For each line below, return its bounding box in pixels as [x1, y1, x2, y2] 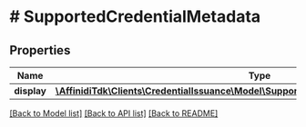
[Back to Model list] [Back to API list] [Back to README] [9, 108, 219, 119]
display [14, 84, 47, 97]
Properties [9, 43, 71, 58]
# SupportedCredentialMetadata [9, 6, 261, 27]
